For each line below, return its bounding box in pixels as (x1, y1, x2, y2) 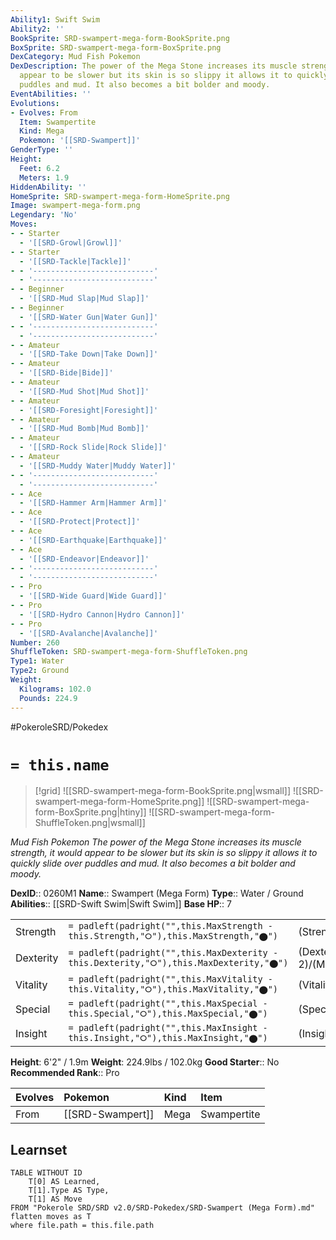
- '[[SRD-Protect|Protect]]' (19, 517, 141, 527)
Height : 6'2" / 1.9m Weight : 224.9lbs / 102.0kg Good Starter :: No (10, 1056, 280, 1068)
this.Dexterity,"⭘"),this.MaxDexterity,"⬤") (68, 957, 289, 968)
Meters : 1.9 (19, 172, 70, 183)
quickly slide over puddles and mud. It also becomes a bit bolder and (10, 857, 296, 870)
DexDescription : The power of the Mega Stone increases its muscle (10, 61, 298, 71)
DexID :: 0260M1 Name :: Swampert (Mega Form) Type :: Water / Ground (10, 887, 304, 900)
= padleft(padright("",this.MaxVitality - (68, 974, 273, 985)
